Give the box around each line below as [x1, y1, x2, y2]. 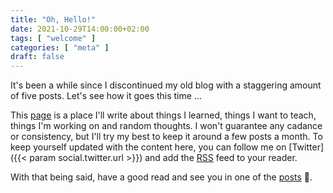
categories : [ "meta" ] [10, 42, 110, 53]
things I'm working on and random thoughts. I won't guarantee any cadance [10, 120, 323, 132]
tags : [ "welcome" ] [10, 33, 97, 43]
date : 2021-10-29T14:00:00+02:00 [10, 24, 150, 34]
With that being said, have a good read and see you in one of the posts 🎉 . [10, 171, 313, 183]
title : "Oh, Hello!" [10, 14, 97, 25]
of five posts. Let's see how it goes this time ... [10, 90, 202, 102]
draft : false [10, 52, 65, 62]
